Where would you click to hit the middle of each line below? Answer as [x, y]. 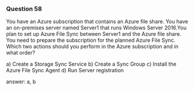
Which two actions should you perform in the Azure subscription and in [92, 46]
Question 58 [24, 9]
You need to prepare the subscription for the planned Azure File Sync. [91, 41]
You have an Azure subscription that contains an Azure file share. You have [97, 22]
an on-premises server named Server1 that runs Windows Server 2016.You [96, 28]
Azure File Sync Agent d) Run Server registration [65, 70]
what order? [21, 53]
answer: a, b [21, 82]
